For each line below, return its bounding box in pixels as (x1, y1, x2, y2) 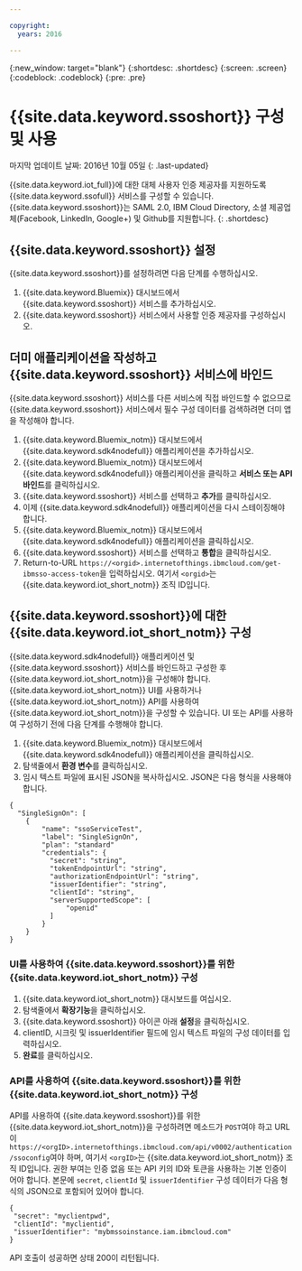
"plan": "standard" (41, 840, 115, 849)
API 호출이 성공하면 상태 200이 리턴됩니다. (9, 1252, 160, 1264)
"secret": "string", (49, 856, 127, 865)
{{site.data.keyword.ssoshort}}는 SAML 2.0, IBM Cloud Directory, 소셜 (9, 202, 268, 213)
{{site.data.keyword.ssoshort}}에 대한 (9, 608, 227, 624)
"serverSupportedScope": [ (49, 895, 151, 905)
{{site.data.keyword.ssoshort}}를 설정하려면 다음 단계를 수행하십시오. (9, 268, 259, 279)
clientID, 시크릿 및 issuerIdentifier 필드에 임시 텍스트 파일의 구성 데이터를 (22, 1027, 281, 1038)
